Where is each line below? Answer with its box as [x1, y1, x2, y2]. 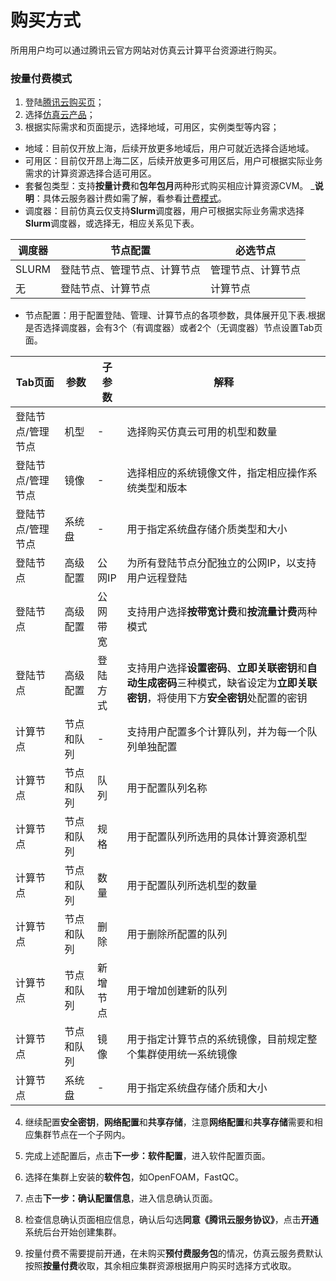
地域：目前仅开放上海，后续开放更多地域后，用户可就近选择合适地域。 [24, 142, 315, 155]
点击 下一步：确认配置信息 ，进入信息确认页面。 [24, 1192, 218, 1205]
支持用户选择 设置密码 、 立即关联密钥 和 [126, 661, 308, 675]
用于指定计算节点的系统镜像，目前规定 [126, 1032, 308, 1046]
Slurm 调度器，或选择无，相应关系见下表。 [24, 217, 200, 230]
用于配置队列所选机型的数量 [126, 879, 258, 893]
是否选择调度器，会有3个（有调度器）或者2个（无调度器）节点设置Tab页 [24, 322, 323, 334]
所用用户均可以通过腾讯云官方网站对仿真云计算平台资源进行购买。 [10, 44, 282, 56]
